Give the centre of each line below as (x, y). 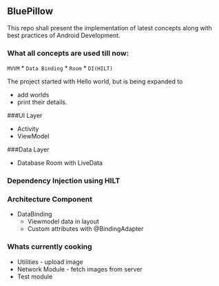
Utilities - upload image (50, 262)
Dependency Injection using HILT (64, 181)
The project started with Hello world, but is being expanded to (95, 81)
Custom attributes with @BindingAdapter (85, 229)
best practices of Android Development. (64, 35)
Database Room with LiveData (60, 163)
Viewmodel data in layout (63, 222)
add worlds (33, 95)
